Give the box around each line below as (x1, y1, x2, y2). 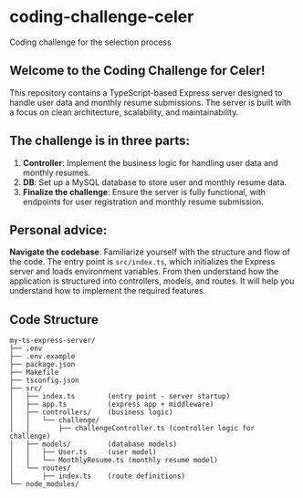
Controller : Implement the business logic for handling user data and (22, 157, 278, 168)
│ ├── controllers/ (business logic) (9, 408, 173, 417)
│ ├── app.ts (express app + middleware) (9, 399, 214, 410)
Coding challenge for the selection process (9, 36, 172, 47)
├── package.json (9, 360, 76, 369)
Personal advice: (9, 222, 108, 238)
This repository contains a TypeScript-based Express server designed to (9, 87, 283, 98)
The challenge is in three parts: (9, 133, 190, 149)
